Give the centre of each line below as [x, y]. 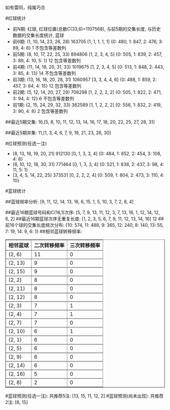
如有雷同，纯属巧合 [25, 7]
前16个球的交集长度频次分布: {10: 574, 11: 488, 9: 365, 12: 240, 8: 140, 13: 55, [84, 225]
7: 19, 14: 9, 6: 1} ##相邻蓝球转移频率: [44, 231]
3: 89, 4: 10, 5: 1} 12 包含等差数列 [47, 60]
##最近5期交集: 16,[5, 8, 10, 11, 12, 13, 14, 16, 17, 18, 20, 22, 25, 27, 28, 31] [80, 122]
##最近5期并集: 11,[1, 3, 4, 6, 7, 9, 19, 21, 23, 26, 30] [58, 133]
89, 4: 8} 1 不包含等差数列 [39, 48]
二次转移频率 [49, 245]
